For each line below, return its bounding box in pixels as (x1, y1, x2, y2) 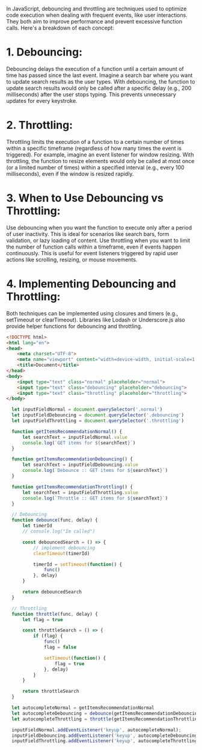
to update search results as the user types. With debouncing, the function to (6, 78, 195, 85)
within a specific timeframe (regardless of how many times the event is (6, 144, 182, 152)
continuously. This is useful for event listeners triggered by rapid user (6, 249, 179, 256)
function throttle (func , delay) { (11, 611, 98, 617)
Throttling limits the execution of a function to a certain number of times (6, 138, 185, 145)
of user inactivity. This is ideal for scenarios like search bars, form (6, 230, 170, 237)
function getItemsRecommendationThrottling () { (11, 484, 133, 490)
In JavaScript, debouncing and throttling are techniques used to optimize (6, 5, 187, 12)
